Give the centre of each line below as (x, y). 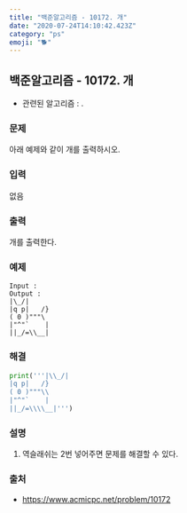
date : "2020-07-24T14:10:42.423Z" (73, 26)
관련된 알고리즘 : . (53, 104)
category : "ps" (37, 34)
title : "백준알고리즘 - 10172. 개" (68, 17)
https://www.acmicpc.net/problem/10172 (96, 499)
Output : (25, 294)
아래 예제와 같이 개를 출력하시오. (65, 150)
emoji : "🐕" (30, 42)
